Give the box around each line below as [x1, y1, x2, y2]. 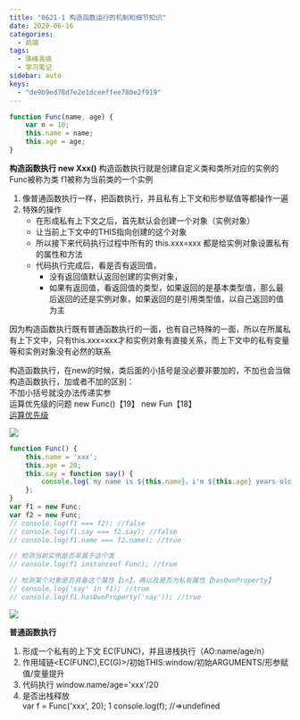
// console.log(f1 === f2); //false [9, 519, 146, 528]
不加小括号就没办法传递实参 [9, 387, 112, 398]
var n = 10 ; [25, 121, 70, 130]
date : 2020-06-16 [9, 21, 74, 30]
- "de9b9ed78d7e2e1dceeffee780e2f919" [17, 88, 162, 96]
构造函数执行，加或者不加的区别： [9, 376, 135, 387]
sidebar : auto [9, 71, 62, 80]
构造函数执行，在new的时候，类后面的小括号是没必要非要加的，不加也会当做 [9, 364, 291, 375]
